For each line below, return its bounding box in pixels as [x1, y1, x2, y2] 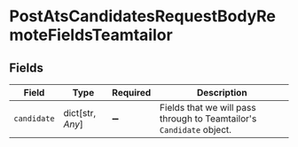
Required [112, 87, 152, 98]
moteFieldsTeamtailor [9, 25, 173, 45]
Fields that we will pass [159, 102, 256, 113]
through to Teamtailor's [159, 112, 257, 125]
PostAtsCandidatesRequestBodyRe [9, 6, 277, 27]
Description [196, 87, 247, 98]
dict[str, [63, 107, 96, 119]
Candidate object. [159, 124, 232, 135]
